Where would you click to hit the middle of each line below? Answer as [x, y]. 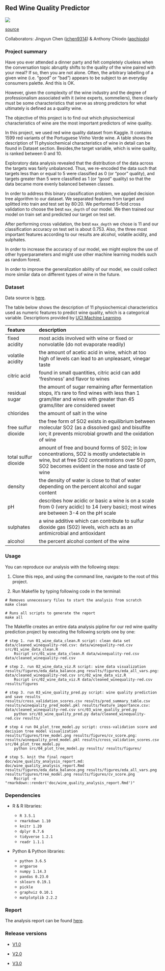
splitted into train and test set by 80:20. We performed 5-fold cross [73, 204]
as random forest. [23, 260]
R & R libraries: [27, 806]
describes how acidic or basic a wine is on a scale [96, 501]
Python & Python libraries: [39, 851]
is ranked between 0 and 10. [34, 154]
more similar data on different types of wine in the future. [63, 275]
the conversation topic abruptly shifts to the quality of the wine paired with [80, 67]
